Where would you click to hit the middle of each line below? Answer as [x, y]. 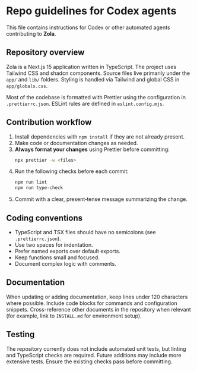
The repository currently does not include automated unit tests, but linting [96, 348]
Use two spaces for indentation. [54, 245]
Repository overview [45, 53]
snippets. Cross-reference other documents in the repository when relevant [99, 309]
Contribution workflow [49, 122]
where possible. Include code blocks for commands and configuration [92, 303]
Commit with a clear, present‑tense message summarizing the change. [101, 199]
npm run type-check [39, 188]
